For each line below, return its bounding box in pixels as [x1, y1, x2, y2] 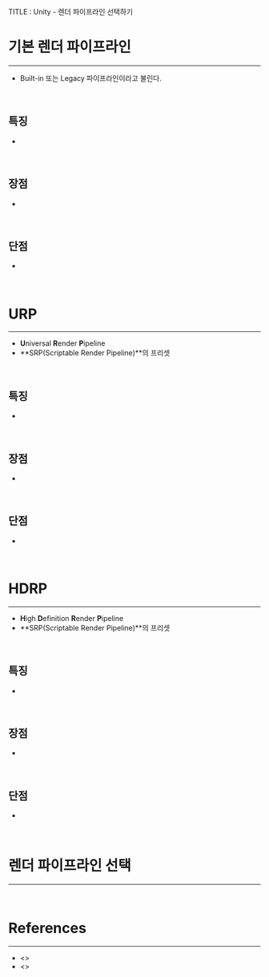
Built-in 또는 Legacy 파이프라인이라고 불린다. [19, 73, 162, 82]
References [8, 919, 86, 938]
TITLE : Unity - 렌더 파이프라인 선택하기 [8, 7, 134, 16]
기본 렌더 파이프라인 [8, 38, 132, 56]
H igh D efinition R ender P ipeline [19, 613, 124, 623]
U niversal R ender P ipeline [19, 338, 106, 348]
